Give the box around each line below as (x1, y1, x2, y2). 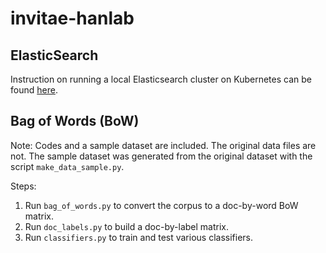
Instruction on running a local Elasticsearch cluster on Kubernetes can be (10, 73, 312, 85)
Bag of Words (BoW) (10, 113, 140, 130)
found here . (10, 84, 58, 96)
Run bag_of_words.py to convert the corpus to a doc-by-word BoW (24, 199, 299, 211)
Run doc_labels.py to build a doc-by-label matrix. (24, 220, 229, 232)
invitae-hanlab (10, 7, 135, 30)
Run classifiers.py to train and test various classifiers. (24, 231, 254, 243)
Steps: (10, 180, 37, 192)
